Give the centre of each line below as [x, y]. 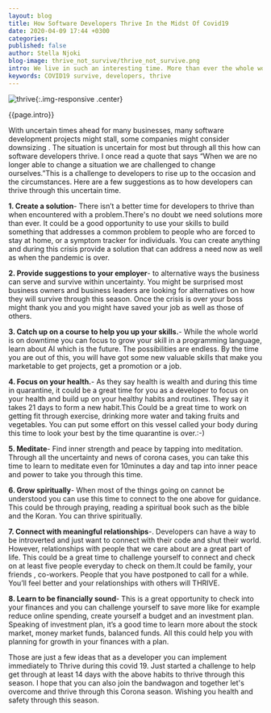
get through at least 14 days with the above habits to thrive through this [127, 674]
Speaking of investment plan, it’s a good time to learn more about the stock [133, 624]
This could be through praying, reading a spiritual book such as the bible [129, 507]
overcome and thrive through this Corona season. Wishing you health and [131, 691]
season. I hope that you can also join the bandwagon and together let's [126, 682]
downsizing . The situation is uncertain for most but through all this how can [134, 147]
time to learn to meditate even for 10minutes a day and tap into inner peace [133, 466]
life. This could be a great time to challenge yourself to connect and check [132, 557]
